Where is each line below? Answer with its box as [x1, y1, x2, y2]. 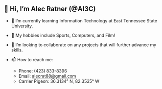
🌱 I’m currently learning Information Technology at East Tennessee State [11, 18, 157, 23]
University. [11, 23, 33, 29]
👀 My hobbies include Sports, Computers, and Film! [11, 32, 116, 38]
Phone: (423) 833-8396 [18, 68, 68, 73]
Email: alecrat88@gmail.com [18, 73, 76, 79]
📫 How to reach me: [11, 56, 53, 62]
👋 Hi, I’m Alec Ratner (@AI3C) [4, 5, 96, 13]
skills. [11, 47, 23, 53]
